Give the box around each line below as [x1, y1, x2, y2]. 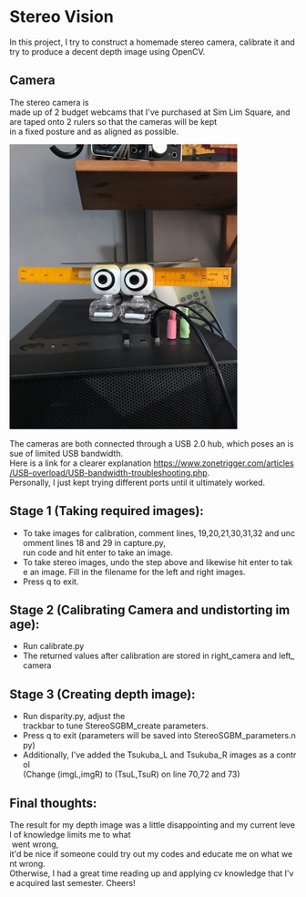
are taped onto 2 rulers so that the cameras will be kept [9, 116, 218, 127]
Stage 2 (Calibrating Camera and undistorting [9, 602, 273, 617]
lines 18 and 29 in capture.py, [56, 537, 167, 548]
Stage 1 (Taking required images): [9, 503, 205, 519]
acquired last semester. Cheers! [16, 878, 136, 888]
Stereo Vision [9, 6, 114, 27]
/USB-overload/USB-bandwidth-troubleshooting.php [9, 467, 208, 478]
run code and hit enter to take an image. [22, 547, 173, 558]
